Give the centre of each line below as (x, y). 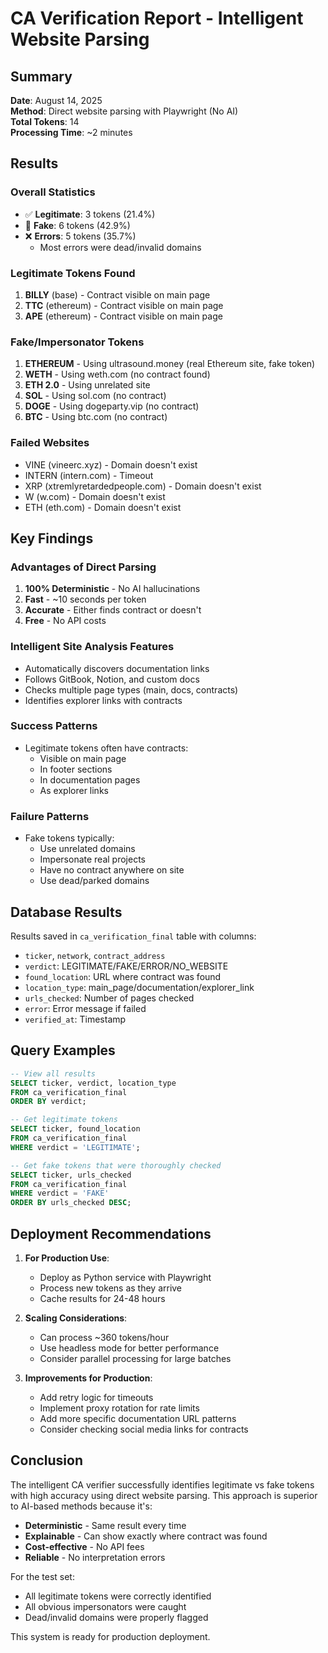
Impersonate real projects (92, 859)
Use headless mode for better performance (129, 1348)
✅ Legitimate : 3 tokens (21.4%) (90, 214)
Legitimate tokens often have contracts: (106, 748)
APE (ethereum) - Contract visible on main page (123, 316)
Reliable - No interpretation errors (95, 1557)
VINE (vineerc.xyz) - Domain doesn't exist (111, 464)
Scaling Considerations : (76, 1318)
